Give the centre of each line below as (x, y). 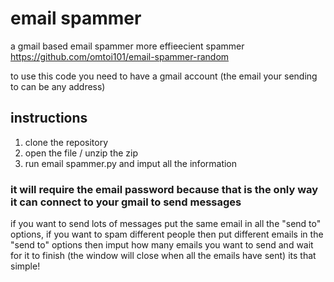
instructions (49, 118)
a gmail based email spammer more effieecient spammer (127, 46)
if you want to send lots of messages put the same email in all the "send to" (166, 224)
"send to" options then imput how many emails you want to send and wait (162, 245)
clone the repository (66, 142)
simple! (25, 266)
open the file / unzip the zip (81, 153)
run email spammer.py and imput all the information (131, 163)
